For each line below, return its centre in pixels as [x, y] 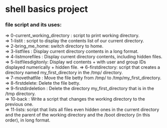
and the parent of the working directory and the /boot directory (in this [78, 115]
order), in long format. [28, 120]
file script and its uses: [33, 25]
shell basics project [47, 9]
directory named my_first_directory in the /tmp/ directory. [64, 73]
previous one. [19, 104]
